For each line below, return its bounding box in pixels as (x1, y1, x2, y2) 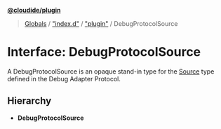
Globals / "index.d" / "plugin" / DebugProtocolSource (24, 20, 178, 27)
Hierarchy (7, 95, 52, 107)
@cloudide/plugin (7, 6, 61, 14)
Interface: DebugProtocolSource (7, 44, 201, 60)
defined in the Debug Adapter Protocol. (7, 74, 121, 83)
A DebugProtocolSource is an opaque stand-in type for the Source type (7, 67, 215, 76)
